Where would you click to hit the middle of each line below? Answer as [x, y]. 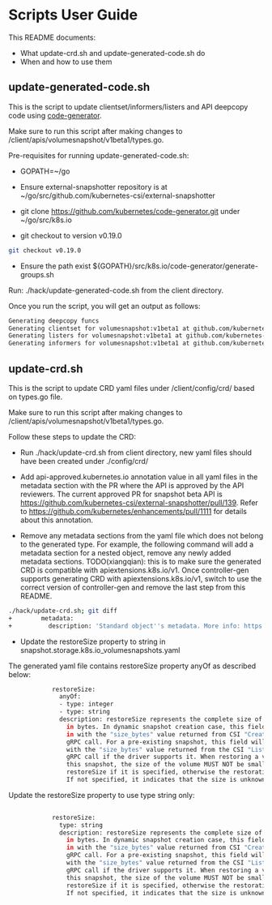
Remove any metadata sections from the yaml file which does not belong [142, 535]
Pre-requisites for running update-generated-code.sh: [99, 155]
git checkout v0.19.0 [45, 250]
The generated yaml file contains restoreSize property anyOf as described [132, 666]
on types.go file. [36, 397]
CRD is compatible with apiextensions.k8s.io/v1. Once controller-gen [134, 570]
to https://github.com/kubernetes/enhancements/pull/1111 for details [133, 511]
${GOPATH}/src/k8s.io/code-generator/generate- [176, 266]
